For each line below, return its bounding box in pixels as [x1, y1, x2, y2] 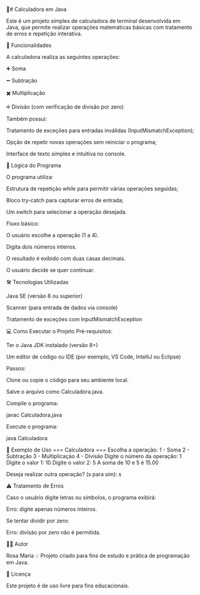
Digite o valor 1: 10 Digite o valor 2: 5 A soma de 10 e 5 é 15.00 [6, 459, 159, 466]
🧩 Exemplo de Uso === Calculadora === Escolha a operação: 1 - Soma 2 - [6, 446, 190, 453]
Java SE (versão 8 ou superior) [6, 292, 83, 300]
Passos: [6, 365, 26, 372]
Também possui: [6, 115, 47, 122]
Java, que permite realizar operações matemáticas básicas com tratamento [6, 24, 193, 31]
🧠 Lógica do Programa [6, 162, 62, 169]
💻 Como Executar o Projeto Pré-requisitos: [6, 328, 113, 334]
